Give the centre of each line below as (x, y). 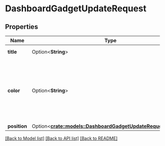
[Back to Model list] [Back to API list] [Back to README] (61, 138)
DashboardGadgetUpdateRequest (76, 9)
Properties (22, 27)
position (17, 126)
